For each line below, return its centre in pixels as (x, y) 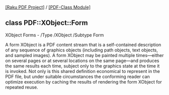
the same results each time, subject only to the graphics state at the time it (82, 66)
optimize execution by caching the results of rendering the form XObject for (84, 81)
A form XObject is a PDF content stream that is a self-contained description (83, 44)
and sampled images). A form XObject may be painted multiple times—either (84, 55)
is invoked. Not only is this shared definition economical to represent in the (82, 71)
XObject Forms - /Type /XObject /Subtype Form (55, 35)
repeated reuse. (22, 87)
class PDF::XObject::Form (47, 23)
